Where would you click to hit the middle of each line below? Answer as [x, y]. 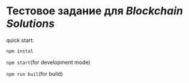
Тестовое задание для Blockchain [94, 11]
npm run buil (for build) [34, 73]
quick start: [20, 40]
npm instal [20, 51]
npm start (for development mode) [49, 62]
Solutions [31, 24]
